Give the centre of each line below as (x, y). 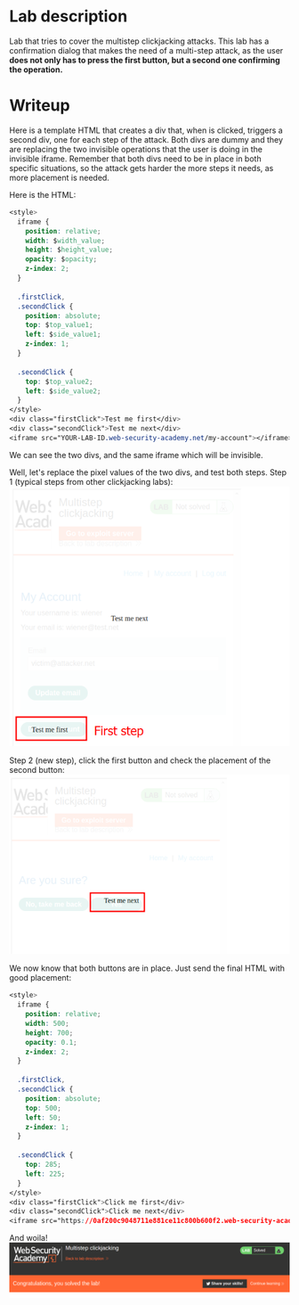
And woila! (28, 1238)
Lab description (69, 16)
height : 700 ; (49, 1033)
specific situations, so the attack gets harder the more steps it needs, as (141, 168)
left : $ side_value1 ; (63, 335)
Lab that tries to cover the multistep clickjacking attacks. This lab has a (139, 41)
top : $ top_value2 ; (59, 382)
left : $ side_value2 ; (63, 391)
